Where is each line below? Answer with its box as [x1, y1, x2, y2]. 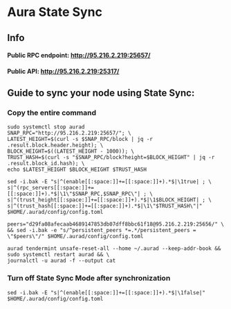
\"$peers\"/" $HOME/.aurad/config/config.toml [7, 233, 144, 240]
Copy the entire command [7, 108, 97, 118]
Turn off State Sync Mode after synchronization [7, 274, 171, 283]
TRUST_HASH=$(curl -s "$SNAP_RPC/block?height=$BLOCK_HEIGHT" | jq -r [7, 154, 215, 161]
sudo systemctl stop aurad [7, 124, 85, 131]
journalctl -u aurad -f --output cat [7, 258, 116, 265]
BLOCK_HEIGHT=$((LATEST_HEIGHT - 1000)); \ [7, 148, 135, 155]
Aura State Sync [7, 4, 102, 20]
